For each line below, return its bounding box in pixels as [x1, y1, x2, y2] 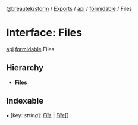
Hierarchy [6, 62, 44, 73]
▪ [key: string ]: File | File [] [6, 111, 69, 118]
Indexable [6, 96, 44, 106]
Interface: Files [6, 26, 82, 39]
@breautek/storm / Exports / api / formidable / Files [6, 5, 133, 12]
